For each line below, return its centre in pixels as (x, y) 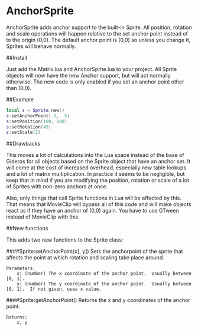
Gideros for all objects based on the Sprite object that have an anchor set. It (98, 162)
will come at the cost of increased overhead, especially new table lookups (96, 168)
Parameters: (21, 269)
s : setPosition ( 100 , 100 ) (37, 121)
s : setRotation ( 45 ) (29, 127)
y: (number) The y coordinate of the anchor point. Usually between (104, 284)
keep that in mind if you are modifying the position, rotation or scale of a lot (98, 180)
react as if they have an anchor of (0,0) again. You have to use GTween (92, 211)
